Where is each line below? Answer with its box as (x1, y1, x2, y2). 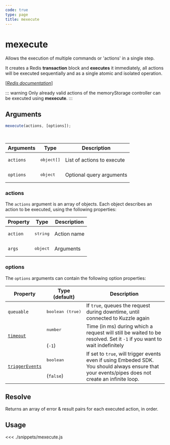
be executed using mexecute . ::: (5, 95, 73, 102)
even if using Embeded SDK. (86, 357, 154, 364)
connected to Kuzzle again (86, 314, 150, 321)
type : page (5, 12, 28, 17)
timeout (8, 333, 26, 339)
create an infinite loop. (86, 375, 140, 382)
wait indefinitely (86, 342, 124, 349)
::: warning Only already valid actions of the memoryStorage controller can (5, 90, 161, 96)
